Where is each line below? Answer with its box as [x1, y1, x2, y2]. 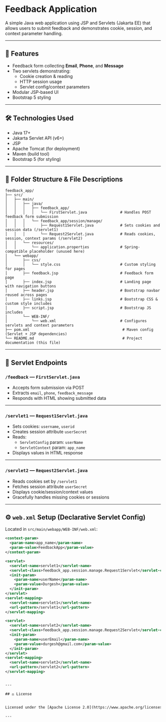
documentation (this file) [5, 340, 61, 346]
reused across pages [5, 292, 48, 297]
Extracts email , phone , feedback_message [12, 390, 93, 396]
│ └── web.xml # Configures [5, 319, 147, 324]
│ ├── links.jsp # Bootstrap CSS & [5, 297, 158, 302]
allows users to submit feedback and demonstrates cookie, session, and [5, 25, 152, 31]
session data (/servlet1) [5, 227, 58, 232]
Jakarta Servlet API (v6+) [12, 135, 64, 141]
